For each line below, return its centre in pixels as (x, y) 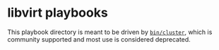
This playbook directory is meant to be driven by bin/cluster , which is (110, 32)
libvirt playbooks (58, 13)
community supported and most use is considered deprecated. (99, 39)
